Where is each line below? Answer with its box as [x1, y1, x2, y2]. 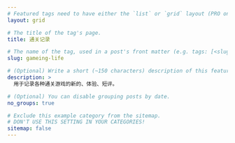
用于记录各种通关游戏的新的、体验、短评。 [13, 80, 118, 87]
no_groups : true [7, 99, 55, 107]
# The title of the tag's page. [7, 29, 101, 36]
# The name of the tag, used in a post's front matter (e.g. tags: [7, 48, 208, 56]
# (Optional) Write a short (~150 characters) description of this [7, 68, 208, 75]
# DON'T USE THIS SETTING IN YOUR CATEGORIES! [7, 119, 145, 126]
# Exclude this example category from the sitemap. [7, 112, 161, 119]
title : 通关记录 [7, 36, 50, 43]
